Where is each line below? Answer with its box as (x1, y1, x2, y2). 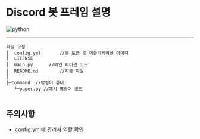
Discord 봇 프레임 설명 (6, 5, 111, 19)
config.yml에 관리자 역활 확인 (14, 126, 85, 133)
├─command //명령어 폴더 (6, 79, 64, 85)
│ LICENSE (6, 55, 33, 61)
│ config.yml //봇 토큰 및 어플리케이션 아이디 (6, 50, 129, 56)
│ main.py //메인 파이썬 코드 (6, 61, 88, 67)
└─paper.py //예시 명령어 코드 (14, 86, 83, 92)
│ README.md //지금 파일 (6, 68, 85, 74)
